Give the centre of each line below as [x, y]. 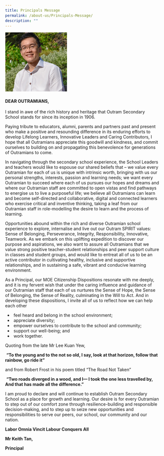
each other [16, 306]
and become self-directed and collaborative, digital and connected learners [81, 199]
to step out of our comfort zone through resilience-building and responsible [81, 404]
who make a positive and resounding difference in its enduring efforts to [78, 132]
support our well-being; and [42, 331]
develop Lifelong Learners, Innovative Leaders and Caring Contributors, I [79, 137]
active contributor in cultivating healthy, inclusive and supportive [70, 260]
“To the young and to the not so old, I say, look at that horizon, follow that [82, 355]
